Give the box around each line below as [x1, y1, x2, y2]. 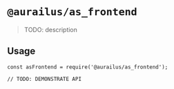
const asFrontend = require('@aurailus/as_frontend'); [7, 64, 168, 71]
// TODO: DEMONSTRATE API [7, 75, 81, 82]
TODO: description [23, 25, 78, 34]
